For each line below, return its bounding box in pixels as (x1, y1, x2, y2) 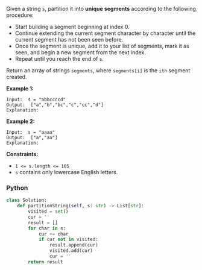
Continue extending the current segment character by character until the (14, 30, 196, 37)
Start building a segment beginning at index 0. (14, 24, 130, 30)
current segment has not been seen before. (14, 36, 124, 43)
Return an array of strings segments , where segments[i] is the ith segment (6, 67, 191, 74)
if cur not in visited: (38, 236, 98, 243)
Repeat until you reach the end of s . (14, 55, 104, 62)
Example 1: (6, 85, 34, 92)
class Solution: (6, 197, 47, 204)
